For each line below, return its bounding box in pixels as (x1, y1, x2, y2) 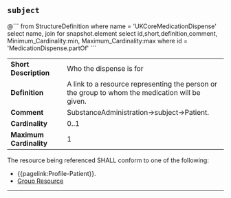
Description (10, 68, 50, 78)
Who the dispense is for (66, 63, 144, 73)
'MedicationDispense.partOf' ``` (7, 44, 97, 52)
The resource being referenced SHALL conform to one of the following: (7, 156, 210, 164)
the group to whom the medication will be (66, 87, 201, 97)
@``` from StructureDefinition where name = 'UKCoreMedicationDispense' (7, 22, 217, 30)
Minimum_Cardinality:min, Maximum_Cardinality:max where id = (7, 36, 188, 45)
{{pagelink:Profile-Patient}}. (16, 169, 96, 177)
